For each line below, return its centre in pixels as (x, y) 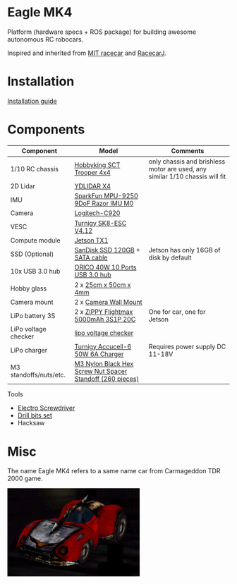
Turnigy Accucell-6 (103, 346)
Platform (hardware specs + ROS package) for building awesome (102, 32)
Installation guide (32, 101)
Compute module (36, 240)
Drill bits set (35, 415)
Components (46, 129)
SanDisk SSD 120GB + (108, 250)
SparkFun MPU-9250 (107, 196)
